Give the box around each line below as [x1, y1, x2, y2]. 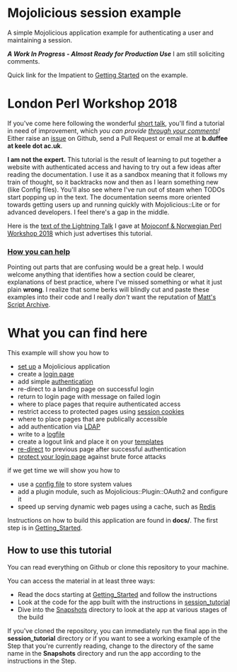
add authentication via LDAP [17, 422, 100, 431]
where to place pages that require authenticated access [17, 400, 181, 408]
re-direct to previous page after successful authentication [17, 445, 186, 453]
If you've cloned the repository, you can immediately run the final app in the [7, 626, 228, 635]
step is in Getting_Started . [7, 523, 83, 532]
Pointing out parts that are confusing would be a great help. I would [7, 263, 204, 272]
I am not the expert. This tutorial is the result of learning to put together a [7, 155, 221, 163]
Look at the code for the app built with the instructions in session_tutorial [17, 598, 231, 606]
